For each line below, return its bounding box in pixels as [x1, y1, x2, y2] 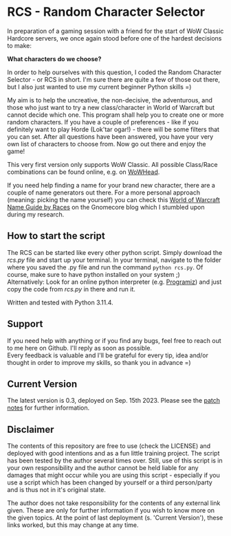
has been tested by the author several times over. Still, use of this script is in [7, 456, 223, 465]
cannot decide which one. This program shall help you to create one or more [7, 111, 224, 119]
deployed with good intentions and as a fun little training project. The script [7, 449, 220, 458]
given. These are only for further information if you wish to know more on [7, 506, 215, 515]
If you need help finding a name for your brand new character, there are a [7, 181, 215, 189]
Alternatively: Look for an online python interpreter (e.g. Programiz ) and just [7, 278, 222, 286]
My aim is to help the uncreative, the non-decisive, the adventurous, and [7, 96, 213, 104]
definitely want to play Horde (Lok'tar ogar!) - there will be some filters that [7, 125, 220, 133]
